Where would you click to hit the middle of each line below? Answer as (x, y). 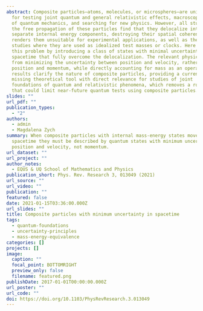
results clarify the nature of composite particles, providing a (96, 74)
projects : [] (23, 248)
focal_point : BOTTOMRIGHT (44, 265)
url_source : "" (25, 181)
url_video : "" (24, 186)
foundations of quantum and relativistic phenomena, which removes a (101, 85)
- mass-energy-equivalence (46, 237)
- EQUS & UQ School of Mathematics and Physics (73, 169)
